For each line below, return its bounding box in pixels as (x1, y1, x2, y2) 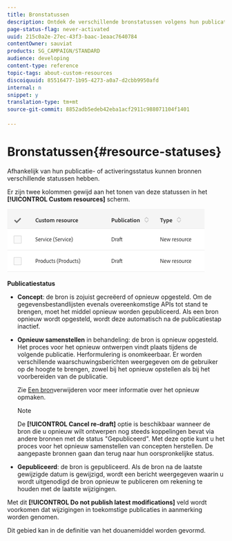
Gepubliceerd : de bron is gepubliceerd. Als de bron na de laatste (17, 462, 202, 470)
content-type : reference (7, 62, 79, 69)
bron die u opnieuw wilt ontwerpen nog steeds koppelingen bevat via (17, 427, 215, 435)
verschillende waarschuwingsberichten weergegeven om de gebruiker (17, 357, 218, 366)
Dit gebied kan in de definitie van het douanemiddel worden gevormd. (7, 526, 206, 534)
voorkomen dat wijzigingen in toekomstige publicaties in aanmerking (7, 505, 202, 513)
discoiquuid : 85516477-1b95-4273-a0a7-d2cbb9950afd (7, 77, 159, 84)
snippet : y (7, 91, 39, 98)
